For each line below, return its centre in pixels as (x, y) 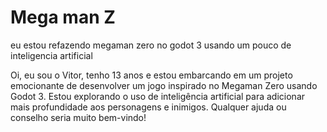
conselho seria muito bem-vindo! (78, 117)
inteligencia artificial (51, 55)
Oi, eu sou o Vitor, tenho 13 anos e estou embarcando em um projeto (151, 75)
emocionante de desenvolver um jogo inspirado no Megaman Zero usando (164, 85)
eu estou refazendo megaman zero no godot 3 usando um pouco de (151, 45)
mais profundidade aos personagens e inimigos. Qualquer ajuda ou (148, 107)
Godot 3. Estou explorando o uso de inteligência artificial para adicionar (158, 96)
